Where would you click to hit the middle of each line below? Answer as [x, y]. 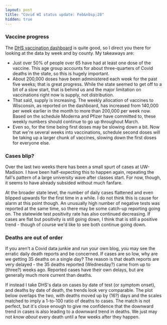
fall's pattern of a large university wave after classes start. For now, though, [83, 177]
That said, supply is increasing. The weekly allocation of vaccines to [83, 100]
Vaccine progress [27, 37]
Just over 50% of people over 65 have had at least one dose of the [82, 63]
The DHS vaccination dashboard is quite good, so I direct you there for [78, 48]
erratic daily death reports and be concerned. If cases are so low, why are [81, 254]
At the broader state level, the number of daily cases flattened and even [79, 192]
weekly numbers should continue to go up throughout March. [76, 122]
